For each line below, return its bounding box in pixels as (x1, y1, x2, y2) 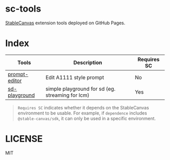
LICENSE (5, 133, 43, 145)
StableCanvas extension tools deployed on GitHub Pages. (5, 20, 125, 26)
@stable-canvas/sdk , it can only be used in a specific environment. (17, 115, 156, 122)
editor (8, 77, 22, 84)
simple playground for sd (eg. (45, 85, 115, 92)
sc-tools (5, 3, 41, 15)
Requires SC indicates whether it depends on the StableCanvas (17, 104, 149, 110)
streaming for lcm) (45, 92, 90, 99)
